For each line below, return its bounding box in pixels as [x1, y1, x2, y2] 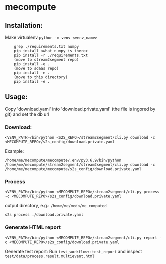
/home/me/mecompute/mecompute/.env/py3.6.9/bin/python [5, 158, 122, 163]
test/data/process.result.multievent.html [5, 254, 95, 259]
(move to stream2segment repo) [14, 57, 79, 62]
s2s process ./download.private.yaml [5, 212, 84, 217]
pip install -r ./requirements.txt [14, 53, 88, 58]
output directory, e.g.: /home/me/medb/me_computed [5, 203, 107, 209]
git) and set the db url [5, 111, 50, 117]
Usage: [5, 93, 28, 101]
